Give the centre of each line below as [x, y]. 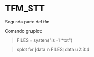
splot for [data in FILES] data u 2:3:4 [53, 49]
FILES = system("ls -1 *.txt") [45, 40]
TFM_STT [25, 8]
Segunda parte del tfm [27, 22]
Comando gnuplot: [24, 31]
